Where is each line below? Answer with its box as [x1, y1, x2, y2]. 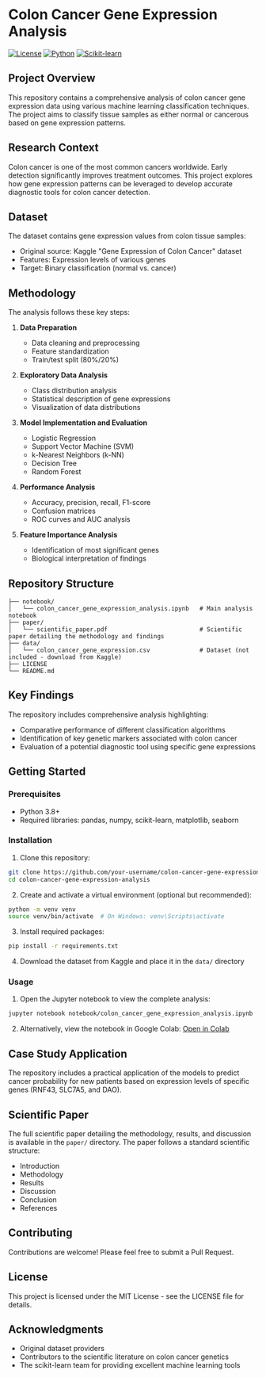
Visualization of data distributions [31, 403, 141, 412]
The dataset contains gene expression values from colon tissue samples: [8, 232, 246, 241]
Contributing [8, 1227, 73, 1240]
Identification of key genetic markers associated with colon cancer [19, 733, 237, 743]
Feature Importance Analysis [19, 530, 118, 540]
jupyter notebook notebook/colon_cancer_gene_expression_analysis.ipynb [8, 1009, 253, 1018]
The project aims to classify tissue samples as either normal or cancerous [8, 109, 249, 119]
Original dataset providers [19, 1344, 105, 1353]
